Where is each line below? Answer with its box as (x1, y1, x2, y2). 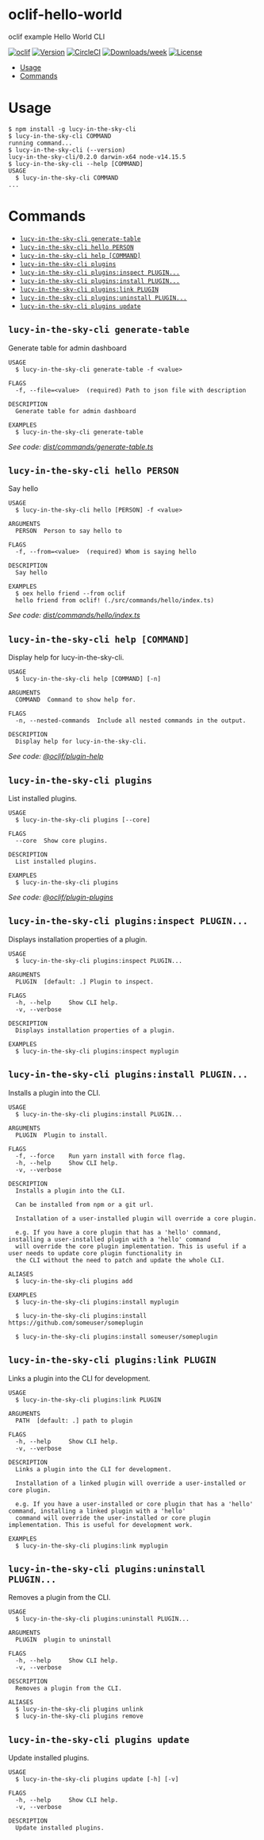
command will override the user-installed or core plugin (15, 1513, 212, 1522)
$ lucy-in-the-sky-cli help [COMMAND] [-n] (15, 675, 161, 683)
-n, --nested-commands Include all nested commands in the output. (15, 717, 247, 725)
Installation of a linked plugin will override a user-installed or (15, 1479, 247, 1487)
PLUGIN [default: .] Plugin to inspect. (15, 977, 155, 986)
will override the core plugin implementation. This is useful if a (15, 1242, 247, 1251)
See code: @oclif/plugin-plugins (8, 892, 113, 903)
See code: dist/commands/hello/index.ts (8, 610, 140, 620)
